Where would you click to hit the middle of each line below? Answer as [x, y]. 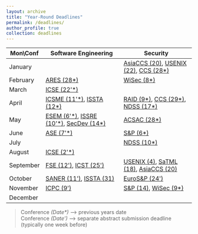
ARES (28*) [62, 80]
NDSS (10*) [141, 143]
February [22, 80]
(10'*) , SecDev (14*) [75, 123]
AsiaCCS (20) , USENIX [155, 63]
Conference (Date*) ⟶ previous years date [73, 212]
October [21, 179]
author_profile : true [33, 28]
